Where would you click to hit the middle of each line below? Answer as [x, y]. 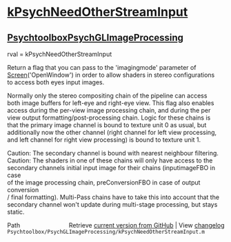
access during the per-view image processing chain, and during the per [109, 110]
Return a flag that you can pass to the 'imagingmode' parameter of [102, 67]
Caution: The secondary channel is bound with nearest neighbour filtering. [113, 153]
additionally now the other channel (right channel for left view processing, [112, 132]
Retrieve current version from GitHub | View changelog [147, 225]
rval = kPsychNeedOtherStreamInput [60, 54]
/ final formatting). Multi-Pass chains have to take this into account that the [113, 197]
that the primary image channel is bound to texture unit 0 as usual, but [107, 125]
